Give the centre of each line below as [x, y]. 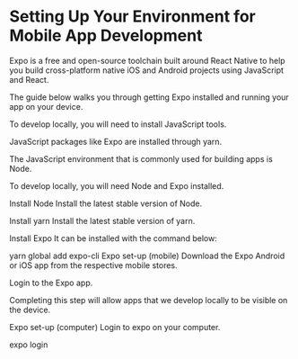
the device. [30, 310]
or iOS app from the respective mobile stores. [93, 265]
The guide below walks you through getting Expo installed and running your [149, 97]
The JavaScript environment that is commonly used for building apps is [141, 158]
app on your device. [46, 106]
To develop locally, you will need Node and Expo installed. [117, 185]
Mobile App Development [106, 36]
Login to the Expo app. [51, 283]
